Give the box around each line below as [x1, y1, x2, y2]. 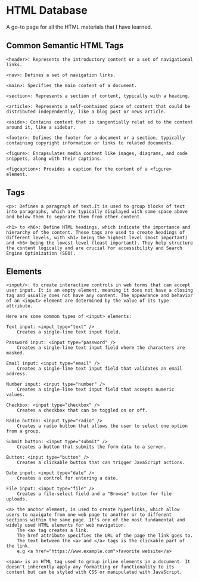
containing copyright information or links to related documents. [6, 140, 175, 146]
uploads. [6, 496, 28, 502]
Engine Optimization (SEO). [6, 250, 76, 256]
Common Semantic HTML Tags [6, 41, 124, 51]
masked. [6, 350, 26, 356]
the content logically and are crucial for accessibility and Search [6, 245, 183, 251]
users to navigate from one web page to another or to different [6, 512, 172, 518]
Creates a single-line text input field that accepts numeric [17, 387, 175, 393]
